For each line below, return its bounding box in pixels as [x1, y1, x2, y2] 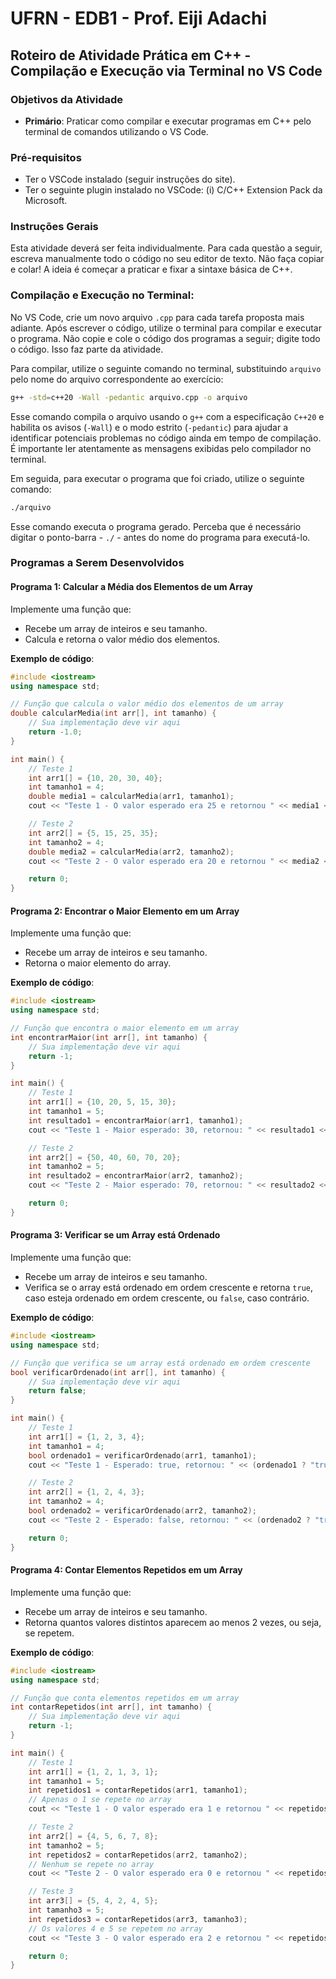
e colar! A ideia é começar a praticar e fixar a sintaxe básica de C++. [10, 263, 293, 276]
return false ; [28, 1386, 87, 1396]
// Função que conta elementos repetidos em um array [10, 1693, 240, 1703]
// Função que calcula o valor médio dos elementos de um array [10, 699, 284, 709]
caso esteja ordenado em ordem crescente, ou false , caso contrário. [24, 1292, 310, 1304]
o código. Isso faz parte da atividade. [10, 343, 164, 355]
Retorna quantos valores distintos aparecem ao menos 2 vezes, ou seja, [24, 1616, 322, 1628]
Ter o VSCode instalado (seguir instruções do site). [24, 173, 236, 186]
